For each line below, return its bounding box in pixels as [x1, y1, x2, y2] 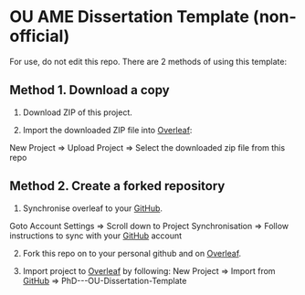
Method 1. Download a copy [9, 82, 171, 98]
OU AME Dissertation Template [9, 6, 249, 27]
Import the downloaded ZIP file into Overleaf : [22, 124, 193, 135]
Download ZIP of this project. [22, 107, 132, 118]
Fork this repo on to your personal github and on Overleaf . [22, 248, 242, 258]
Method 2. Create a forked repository [9, 178, 226, 194]
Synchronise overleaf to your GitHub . [22, 203, 163, 214]
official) [9, 26, 70, 47]
